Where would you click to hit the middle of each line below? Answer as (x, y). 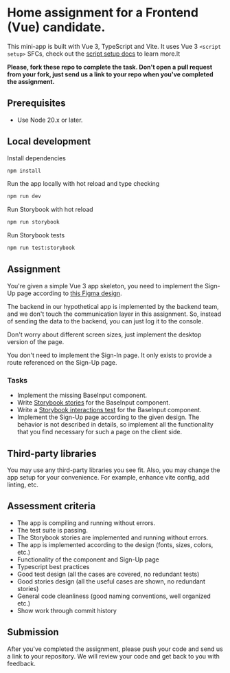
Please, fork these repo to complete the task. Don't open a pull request (110, 67)
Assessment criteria (51, 506)
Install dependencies (37, 158)
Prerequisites (36, 104)
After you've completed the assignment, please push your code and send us (115, 649)
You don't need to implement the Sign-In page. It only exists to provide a (110, 355)
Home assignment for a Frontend (103, 13)
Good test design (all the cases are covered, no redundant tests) (108, 574)
